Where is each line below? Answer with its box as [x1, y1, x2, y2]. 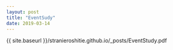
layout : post [6, 9, 39, 15]
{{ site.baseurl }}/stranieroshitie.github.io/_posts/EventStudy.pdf [6, 37, 167, 45]
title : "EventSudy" [6, 15, 56, 21]
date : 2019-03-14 [6, 20, 50, 26]
